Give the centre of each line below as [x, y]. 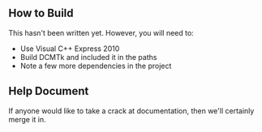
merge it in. [27, 119]
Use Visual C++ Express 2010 [70, 49]
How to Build [41, 13]
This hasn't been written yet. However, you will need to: [101, 32]
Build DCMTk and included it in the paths [88, 57]
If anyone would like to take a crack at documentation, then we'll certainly [131, 111]
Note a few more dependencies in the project [96, 66]
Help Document [49, 91]
